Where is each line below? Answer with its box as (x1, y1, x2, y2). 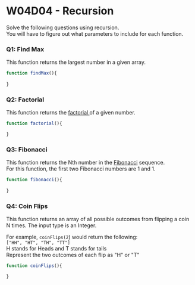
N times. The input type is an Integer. (6, 222, 97, 229)
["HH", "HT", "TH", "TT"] (6, 240, 70, 246)
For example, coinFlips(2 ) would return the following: (6, 234, 138, 241)
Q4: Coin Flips (6, 202, 48, 210)
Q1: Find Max (6, 45, 45, 53)
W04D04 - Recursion (6, 4, 114, 18)
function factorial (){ (6, 120, 62, 126)
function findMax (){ (6, 70, 58, 76)
